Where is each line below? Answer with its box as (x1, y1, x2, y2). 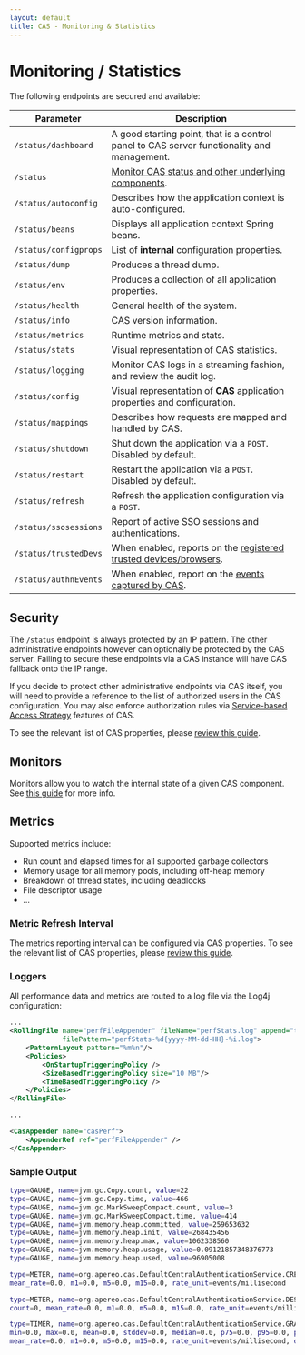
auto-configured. (111, 203, 186, 216)
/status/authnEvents (14, 575, 103, 585)
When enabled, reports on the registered (111, 542, 284, 555)
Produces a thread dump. (111, 258, 220, 271)
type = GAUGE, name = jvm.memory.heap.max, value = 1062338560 (9, 1237, 230, 1246)
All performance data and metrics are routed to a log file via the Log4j (9, 990, 271, 1001)
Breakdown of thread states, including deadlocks (22, 875, 207, 886)
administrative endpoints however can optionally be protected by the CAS (9, 644, 285, 655)
